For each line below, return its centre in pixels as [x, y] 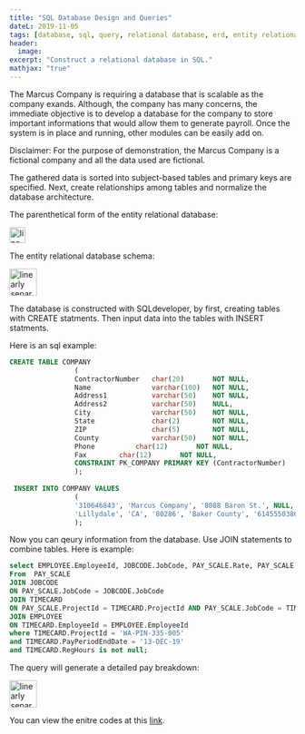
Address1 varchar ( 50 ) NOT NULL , [162, 396]
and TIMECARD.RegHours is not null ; [79, 651]
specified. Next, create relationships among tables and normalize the [138, 187]
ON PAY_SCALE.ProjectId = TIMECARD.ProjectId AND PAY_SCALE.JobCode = [146, 608]
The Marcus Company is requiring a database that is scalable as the [137, 94]
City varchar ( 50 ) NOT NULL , [162, 413]
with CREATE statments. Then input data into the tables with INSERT [137, 318]
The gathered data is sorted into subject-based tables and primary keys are [151, 177]
